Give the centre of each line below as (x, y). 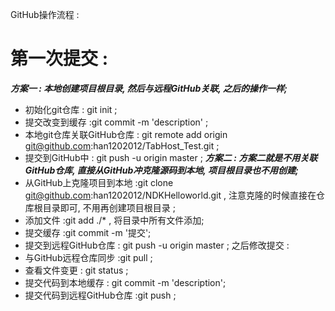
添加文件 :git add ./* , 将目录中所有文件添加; (114, 220)
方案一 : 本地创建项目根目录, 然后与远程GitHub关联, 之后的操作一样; (149, 88)
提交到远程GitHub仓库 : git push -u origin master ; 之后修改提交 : (157, 245)
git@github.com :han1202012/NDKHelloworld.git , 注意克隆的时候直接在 (170, 195)
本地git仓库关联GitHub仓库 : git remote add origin (126, 134)
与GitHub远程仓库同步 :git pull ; (88, 257)
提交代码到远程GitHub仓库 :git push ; (100, 295)
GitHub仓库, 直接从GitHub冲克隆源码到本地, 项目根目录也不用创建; (161, 170)
